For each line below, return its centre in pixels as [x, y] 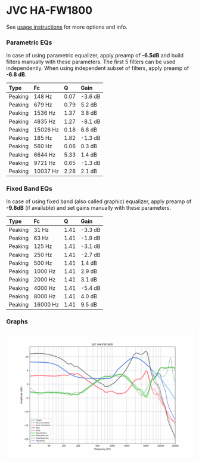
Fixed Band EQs [29, 188]
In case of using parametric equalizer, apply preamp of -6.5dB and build [95, 56]
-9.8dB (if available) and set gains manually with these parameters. [89, 208]
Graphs [17, 322]
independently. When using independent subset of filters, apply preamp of [98, 68]
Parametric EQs [29, 42]
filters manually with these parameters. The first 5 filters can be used [91, 62]
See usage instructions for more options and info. [67, 27]
